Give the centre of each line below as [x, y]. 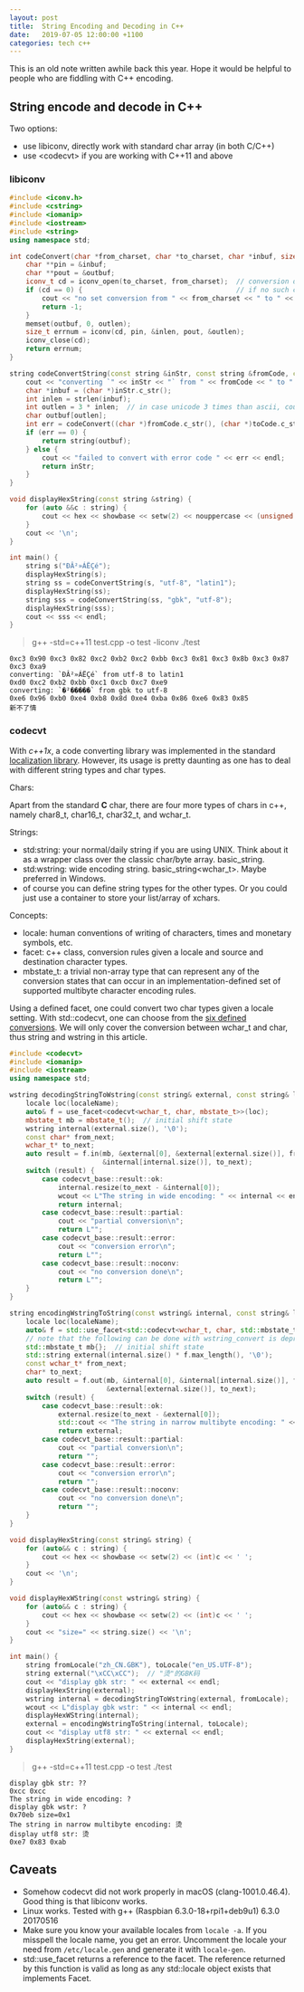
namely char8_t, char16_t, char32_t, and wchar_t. [100, 815]
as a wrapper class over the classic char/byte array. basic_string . [143, 859]
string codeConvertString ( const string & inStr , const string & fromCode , [149, 373]
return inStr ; [68, 466]
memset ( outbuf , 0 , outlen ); [78, 324]
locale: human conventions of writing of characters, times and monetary [157, 932]
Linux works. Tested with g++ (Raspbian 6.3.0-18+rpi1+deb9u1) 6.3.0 [151, 1911]
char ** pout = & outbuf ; [71, 273]
